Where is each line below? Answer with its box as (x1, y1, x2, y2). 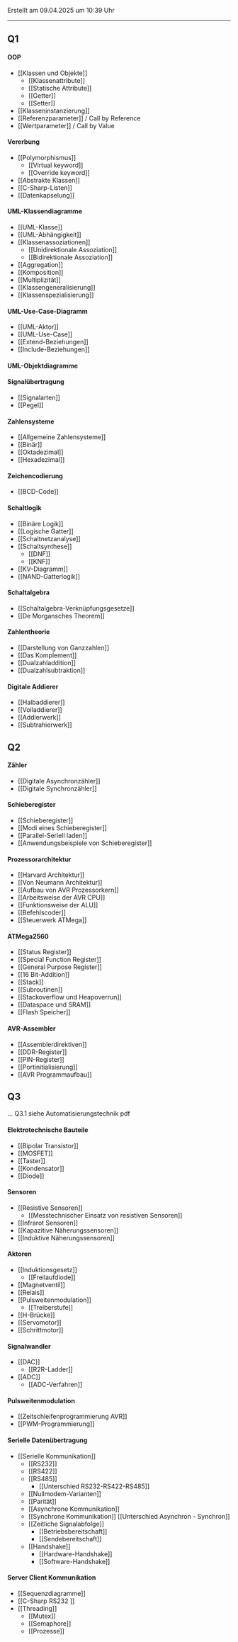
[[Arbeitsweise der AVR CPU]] (17, 893, 106, 902)
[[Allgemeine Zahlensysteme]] (17, 433, 106, 441)
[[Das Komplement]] (17, 651, 77, 659)
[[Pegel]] (17, 401, 44, 409)
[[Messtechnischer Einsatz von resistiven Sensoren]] (28, 1211, 183, 1219)
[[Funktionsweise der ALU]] (17, 901, 98, 910)
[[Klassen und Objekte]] (17, 69, 88, 77)
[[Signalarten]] (17, 393, 60, 402)
